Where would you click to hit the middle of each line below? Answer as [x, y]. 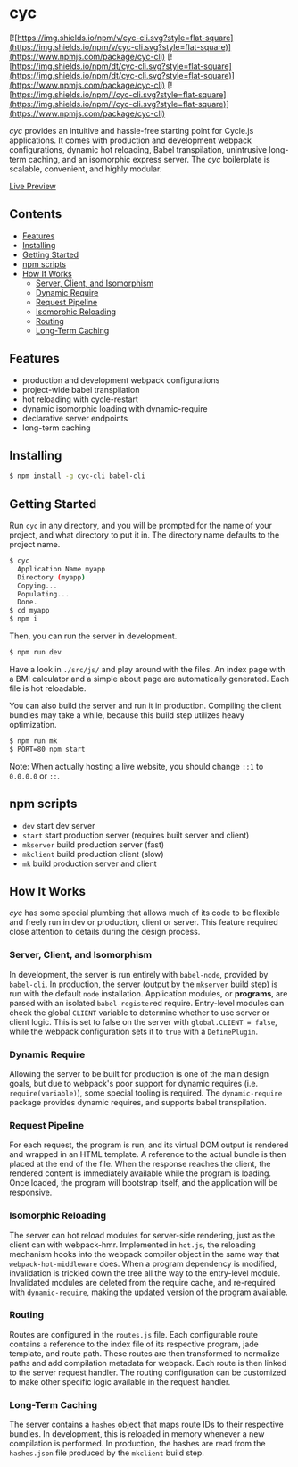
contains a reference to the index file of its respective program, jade [134, 1344]
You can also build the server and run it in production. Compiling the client [145, 705]
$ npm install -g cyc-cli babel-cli [77, 476]
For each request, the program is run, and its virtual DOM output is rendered [149, 1145]
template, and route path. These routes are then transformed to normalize [145, 1353]
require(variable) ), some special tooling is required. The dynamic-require [146, 1093]
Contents [36, 214]
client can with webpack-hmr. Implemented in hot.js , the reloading [132, 1245]
